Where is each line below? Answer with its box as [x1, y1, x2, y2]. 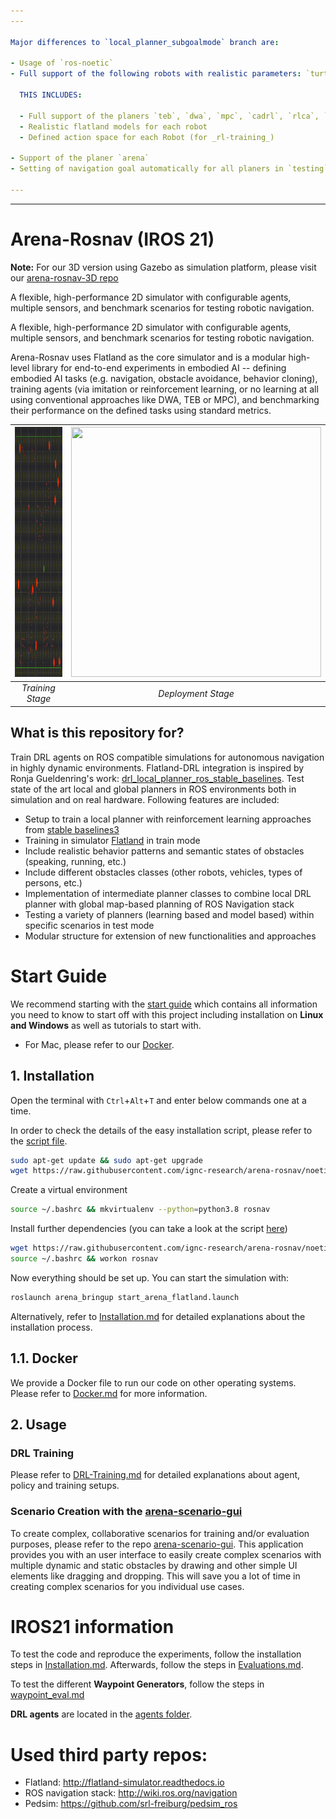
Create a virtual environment [10, 1184, 128, 1196]
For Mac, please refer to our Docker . [24, 1038, 175, 1050]
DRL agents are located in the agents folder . [10, 1708, 193, 1720]
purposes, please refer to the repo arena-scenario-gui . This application [10, 1538, 304, 1550]
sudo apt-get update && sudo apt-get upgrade [10, 1155, 203, 1165]
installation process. [10, 1321, 93, 1333]
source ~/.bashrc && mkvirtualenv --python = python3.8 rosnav [10, 1205, 271, 1215]
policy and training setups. [10, 1480, 120, 1492]
